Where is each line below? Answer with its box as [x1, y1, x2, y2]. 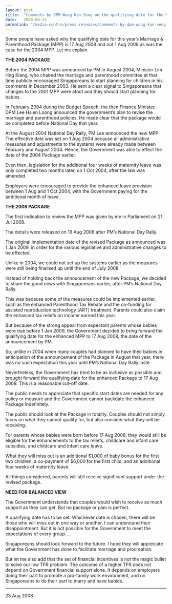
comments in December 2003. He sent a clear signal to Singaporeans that [5, 83, 162, 89]
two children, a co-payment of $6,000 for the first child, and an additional [5, 458, 160, 464]
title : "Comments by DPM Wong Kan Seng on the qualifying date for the [5, 12, 164, 17]
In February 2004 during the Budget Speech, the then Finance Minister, [5, 104, 156, 110]
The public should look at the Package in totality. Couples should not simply [5, 411, 165, 417]
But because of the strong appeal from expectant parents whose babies [5, 322, 157, 328]
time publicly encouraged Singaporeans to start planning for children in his [5, 77, 163, 84]
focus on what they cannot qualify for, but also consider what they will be [5, 417, 160, 423]
